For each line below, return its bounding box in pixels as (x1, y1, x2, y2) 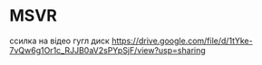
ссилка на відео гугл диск (9, 35, 111, 46)
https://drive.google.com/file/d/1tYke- (112, 35, 253, 46)
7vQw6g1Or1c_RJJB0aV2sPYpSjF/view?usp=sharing (9, 44, 206, 55)
